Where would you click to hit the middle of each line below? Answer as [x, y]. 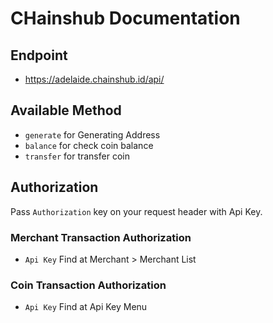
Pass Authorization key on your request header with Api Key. [136, 211]
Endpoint [39, 55]
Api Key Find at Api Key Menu [86, 307]
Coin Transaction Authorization [88, 285]
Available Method [66, 110]
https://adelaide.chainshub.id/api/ [94, 79]
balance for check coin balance [89, 145]
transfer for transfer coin [77, 156]
